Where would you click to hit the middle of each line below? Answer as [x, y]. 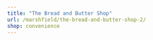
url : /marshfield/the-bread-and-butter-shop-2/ [77, 20]
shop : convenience [33, 26]
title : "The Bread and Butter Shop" [60, 13]
